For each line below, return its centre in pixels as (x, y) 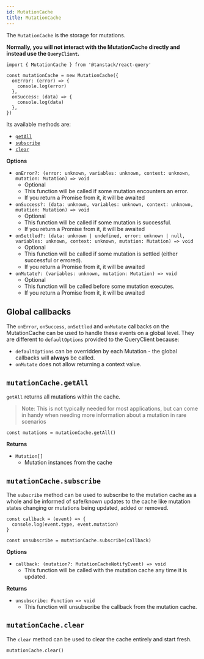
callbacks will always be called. (55, 358)
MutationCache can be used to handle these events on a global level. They (100, 333)
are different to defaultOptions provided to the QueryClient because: (93, 339)
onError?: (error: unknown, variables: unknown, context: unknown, (103, 173)
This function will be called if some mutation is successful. (98, 222)
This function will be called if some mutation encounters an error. (106, 191)
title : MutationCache (34, 18)
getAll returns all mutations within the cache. (64, 397)
